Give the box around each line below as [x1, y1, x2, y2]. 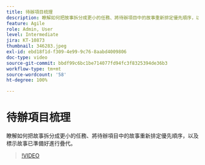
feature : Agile [6, 20, 45, 26]
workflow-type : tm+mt [6, 65, 62, 72]
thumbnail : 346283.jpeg [6, 43, 67, 50]
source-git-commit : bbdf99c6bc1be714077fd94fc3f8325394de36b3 [6, 60, 168, 66]
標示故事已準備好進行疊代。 [6, 140, 76, 147]
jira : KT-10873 [6, 37, 45, 43]
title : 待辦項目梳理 [6, 9, 53, 15]
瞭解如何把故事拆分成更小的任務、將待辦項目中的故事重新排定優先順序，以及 [6, 132, 199, 139]
